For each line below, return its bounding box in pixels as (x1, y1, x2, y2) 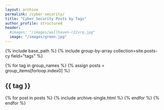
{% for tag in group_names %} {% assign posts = (5, 62, 105, 68)
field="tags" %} (11, 53, 43, 59)
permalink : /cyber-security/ (5, 12, 65, 17)
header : (5, 25, 21, 30)
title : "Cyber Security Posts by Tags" (5, 16, 87, 21)
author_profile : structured (5, 21, 63, 26)
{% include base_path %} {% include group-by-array (5, 47, 112, 54)
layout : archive (5, 7, 38, 12)
